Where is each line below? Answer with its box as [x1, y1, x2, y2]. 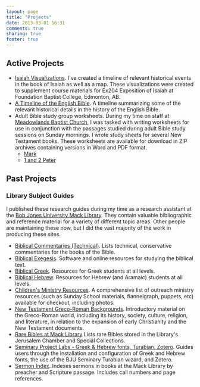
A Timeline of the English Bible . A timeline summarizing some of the [14, 99, 181, 107]
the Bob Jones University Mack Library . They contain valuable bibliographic [6, 211, 192, 219]
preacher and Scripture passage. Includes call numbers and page [14, 369, 176, 376]
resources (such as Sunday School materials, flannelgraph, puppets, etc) [14, 292, 194, 299]
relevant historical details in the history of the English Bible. [14, 105, 160, 113]
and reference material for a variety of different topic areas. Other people [6, 218, 186, 225]
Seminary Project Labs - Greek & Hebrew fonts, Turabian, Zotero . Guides [14, 343, 193, 350]
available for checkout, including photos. [14, 299, 115, 306]
